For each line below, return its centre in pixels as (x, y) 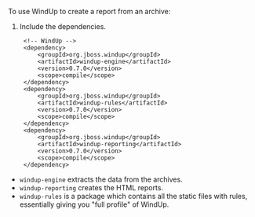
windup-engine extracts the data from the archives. (101, 179)
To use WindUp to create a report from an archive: (89, 11)
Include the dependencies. (62, 26)
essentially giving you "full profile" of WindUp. (94, 204)
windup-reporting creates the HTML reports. (91, 188)
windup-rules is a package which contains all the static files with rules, (133, 196)
